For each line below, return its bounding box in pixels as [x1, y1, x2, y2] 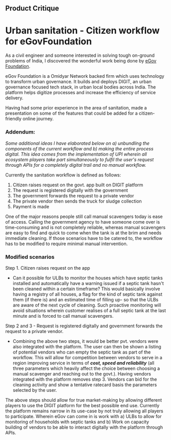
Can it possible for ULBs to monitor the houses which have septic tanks [12, 275, 163, 281]
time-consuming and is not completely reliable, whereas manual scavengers [5, 224, 166, 230]
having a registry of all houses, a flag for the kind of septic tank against [12, 291, 162, 297]
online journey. [22, 116, 54, 122]
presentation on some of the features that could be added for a [5, 110, 138, 117]
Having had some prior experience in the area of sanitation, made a [5, 105, 147, 111]
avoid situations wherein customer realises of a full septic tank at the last [12, 307, 166, 314]
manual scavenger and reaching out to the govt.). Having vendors [12, 370, 152, 377]
